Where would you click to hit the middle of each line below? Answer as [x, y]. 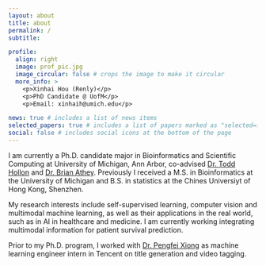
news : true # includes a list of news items [83, 118]
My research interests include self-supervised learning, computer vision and [133, 204]
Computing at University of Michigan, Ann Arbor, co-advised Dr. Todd [122, 164]
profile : [23, 52]
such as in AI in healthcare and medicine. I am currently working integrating [131, 221]
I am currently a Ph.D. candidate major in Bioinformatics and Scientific [122, 155]
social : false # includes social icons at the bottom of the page [120, 133]
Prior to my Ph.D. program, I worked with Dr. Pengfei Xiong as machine [123, 245]
